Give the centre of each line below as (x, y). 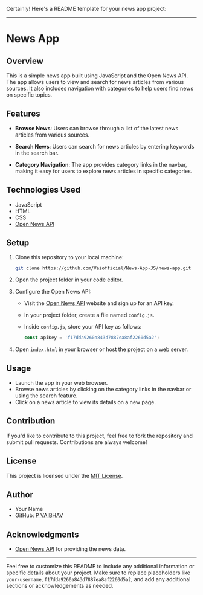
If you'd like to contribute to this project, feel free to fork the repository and (100, 436)
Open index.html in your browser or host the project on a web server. (101, 349)
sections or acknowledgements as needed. (60, 586)
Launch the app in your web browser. (61, 383)
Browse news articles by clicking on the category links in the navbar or (103, 389)
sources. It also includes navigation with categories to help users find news (100, 88)
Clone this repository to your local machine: (69, 257)
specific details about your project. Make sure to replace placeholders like (98, 573)
